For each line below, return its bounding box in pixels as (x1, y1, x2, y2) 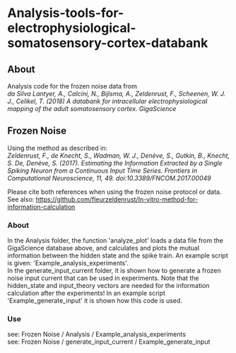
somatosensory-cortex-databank (7, 35, 208, 51)
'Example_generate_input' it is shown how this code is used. (7, 296, 182, 305)
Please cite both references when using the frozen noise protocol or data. (7, 187, 222, 196)
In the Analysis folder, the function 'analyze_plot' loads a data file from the (7, 236, 224, 245)
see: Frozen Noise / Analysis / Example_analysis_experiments (7, 330, 186, 339)
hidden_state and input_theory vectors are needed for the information (7, 282, 210, 290)
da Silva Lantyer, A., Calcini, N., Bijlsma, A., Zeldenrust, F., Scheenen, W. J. (7, 90, 226, 98)
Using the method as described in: (7, 144, 108, 152)
